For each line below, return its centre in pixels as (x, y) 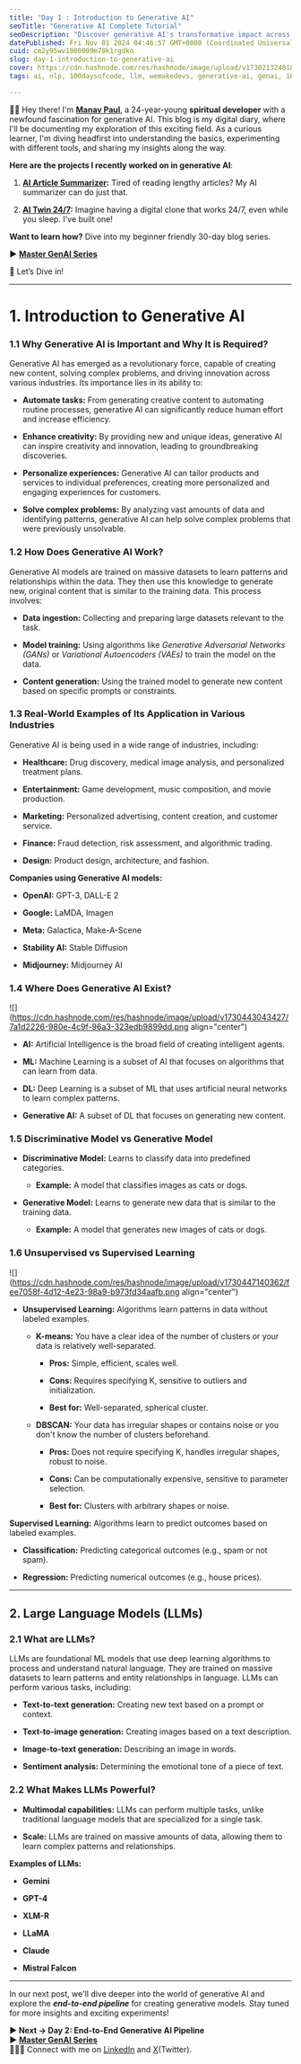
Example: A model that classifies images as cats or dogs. (142, 1185)
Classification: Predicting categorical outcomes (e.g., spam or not (145, 1550)
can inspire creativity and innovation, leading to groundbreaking (140, 447)
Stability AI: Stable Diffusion (75, 947)
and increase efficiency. (66, 420)
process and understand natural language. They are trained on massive (141, 1669)
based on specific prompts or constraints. (99, 691)
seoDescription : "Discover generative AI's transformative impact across (150, 34)
